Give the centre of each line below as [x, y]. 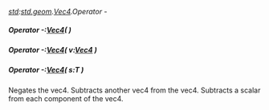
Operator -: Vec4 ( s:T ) [46, 70]
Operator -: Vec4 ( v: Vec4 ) [53, 49]
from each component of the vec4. [66, 98]
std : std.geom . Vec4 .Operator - [58, 12]
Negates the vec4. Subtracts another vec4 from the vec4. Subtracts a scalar [134, 90]
